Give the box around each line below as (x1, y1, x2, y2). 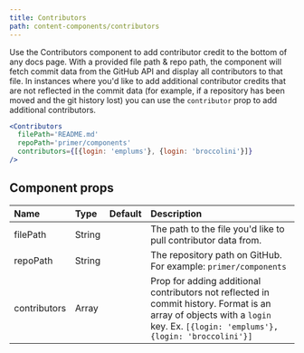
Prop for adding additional (150, 274, 261, 287)
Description (150, 207, 202, 220)
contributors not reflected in (150, 286, 270, 299)
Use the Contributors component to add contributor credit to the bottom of (9, 46, 288, 57)
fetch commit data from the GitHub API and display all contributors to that (9, 65, 283, 77)
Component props (9, 180, 115, 196)
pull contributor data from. (150, 234, 262, 246)
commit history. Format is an (150, 297, 271, 310)
